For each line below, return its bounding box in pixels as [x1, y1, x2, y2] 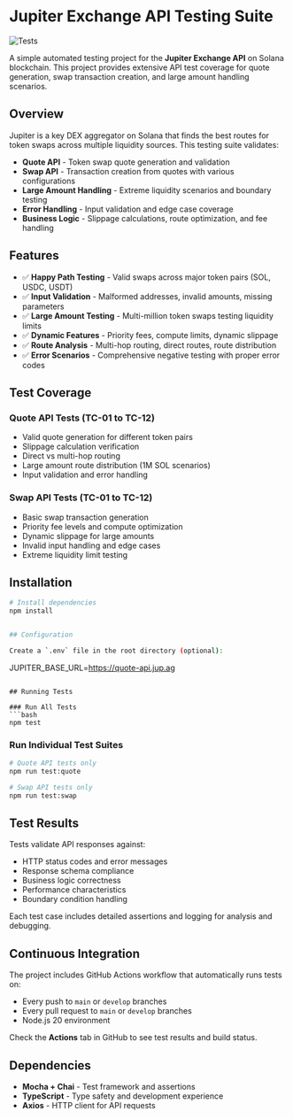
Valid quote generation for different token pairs [21, 432, 193, 443]
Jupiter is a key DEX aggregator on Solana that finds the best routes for [9, 130, 270, 141]
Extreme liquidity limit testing [21, 549, 128, 559]
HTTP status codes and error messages [21, 856, 168, 867]
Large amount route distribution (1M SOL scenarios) [21, 460, 211, 471]
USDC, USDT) [21, 282, 73, 292]
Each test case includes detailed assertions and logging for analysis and [9, 911, 273, 922]
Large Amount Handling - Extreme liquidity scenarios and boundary [21, 184, 272, 196]
